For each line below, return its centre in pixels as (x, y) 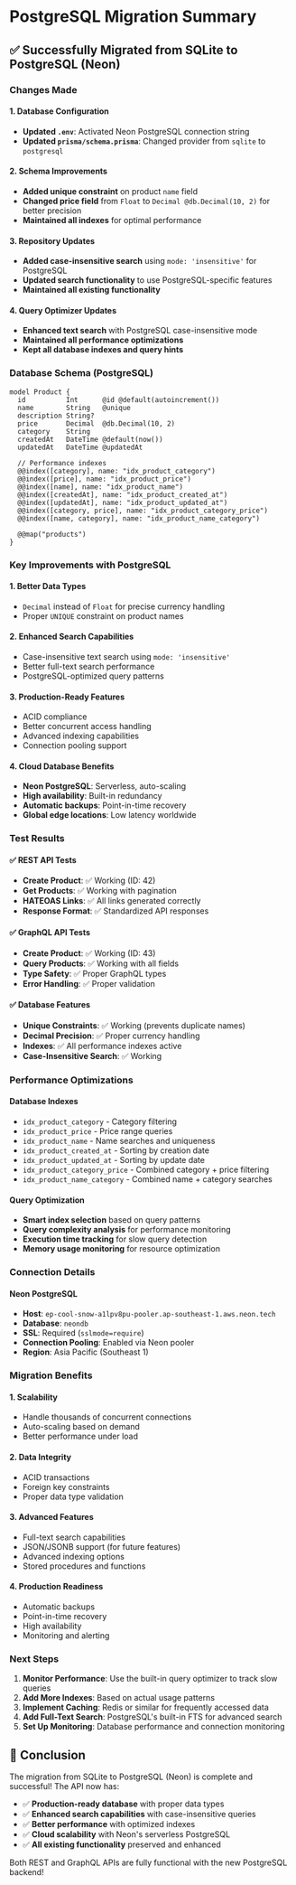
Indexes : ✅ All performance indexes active (102, 1046)
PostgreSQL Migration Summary (133, 17)
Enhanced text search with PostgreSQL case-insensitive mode (140, 331)
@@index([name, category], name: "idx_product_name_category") (139, 518)
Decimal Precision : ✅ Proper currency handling (111, 1036)
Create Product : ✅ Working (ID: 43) (89, 953)
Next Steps (34, 1658)
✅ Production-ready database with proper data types (123, 1804)
